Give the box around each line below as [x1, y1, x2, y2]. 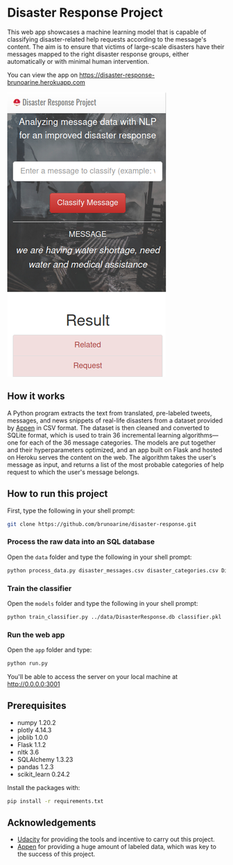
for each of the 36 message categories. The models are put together [19, 438, 216, 447]
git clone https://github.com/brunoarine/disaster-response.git [7, 520, 197, 528]
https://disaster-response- [79, 71, 155, 79]
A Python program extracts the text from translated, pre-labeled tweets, [7, 409, 212, 417]
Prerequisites [7, 700, 67, 712]
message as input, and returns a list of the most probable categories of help [7, 460, 224, 469]
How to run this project [7, 488, 108, 500]
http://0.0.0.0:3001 [7, 680, 60, 688]
